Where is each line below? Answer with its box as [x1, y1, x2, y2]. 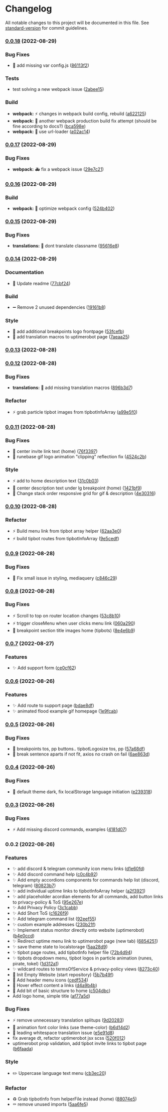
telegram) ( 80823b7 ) [12, 883, 56, 889]
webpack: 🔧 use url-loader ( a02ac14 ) [12, 129, 90, 135]
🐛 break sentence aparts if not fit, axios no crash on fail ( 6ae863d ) [12, 751, 150, 757]
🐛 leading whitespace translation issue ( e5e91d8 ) [12, 1030, 114, 1036]
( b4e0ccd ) [12, 933, 35, 939]
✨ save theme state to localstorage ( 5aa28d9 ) [12, 944, 108, 950]
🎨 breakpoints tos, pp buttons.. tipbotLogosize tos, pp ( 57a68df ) [12, 746, 145, 752]
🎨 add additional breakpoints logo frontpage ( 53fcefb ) [12, 328, 124, 334]
